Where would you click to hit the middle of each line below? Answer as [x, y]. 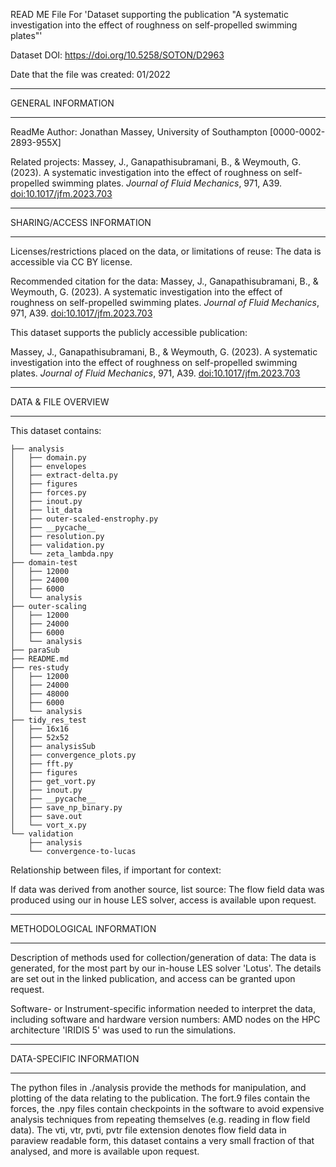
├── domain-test [44, 563]
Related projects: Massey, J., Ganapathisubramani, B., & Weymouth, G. [156, 162]
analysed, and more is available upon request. [105, 1151]
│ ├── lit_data [46, 510]
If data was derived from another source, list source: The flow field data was [167, 889]
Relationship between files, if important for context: [116, 870]
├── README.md [40, 659]
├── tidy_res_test [48, 720]
